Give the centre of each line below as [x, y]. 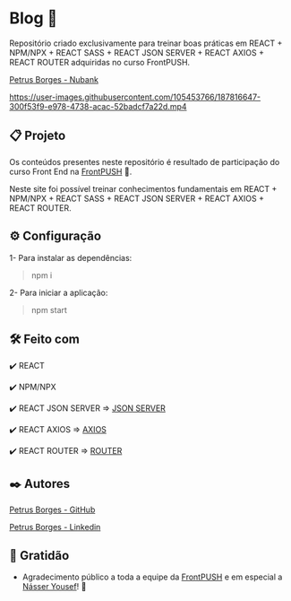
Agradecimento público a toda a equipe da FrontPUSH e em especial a [152, 577]
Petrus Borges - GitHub [52, 510]
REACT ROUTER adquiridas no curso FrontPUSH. [100, 62]
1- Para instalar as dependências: [71, 257]
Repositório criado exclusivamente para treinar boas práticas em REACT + [146, 43]
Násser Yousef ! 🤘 [54, 586]
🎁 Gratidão [39, 555]
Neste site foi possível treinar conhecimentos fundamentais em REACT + [143, 188]
